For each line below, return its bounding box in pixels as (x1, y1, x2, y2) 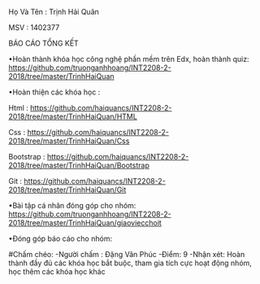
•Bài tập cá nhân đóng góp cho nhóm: (8, 201, 136, 210)
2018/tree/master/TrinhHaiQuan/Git (8, 185, 127, 194)
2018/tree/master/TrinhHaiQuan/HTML (8, 111, 138, 121)
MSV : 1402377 (8, 23, 60, 32)
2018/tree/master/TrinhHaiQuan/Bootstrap (8, 160, 150, 170)
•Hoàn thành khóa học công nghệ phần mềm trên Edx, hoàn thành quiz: (8, 55, 249, 63)
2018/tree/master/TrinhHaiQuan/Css (8, 136, 130, 146)
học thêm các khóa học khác (8, 267, 106, 276)
